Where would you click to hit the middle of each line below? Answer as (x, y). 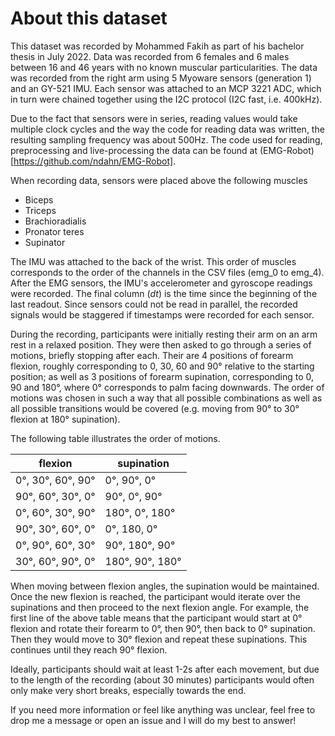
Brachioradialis (55, 221)
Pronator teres (54, 231)
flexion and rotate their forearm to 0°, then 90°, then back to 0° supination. (163, 628)
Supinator (45, 242)
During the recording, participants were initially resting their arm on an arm (164, 334)
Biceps (39, 199)
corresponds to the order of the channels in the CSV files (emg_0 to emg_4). (167, 272)
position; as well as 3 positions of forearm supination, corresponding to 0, (162, 376)
